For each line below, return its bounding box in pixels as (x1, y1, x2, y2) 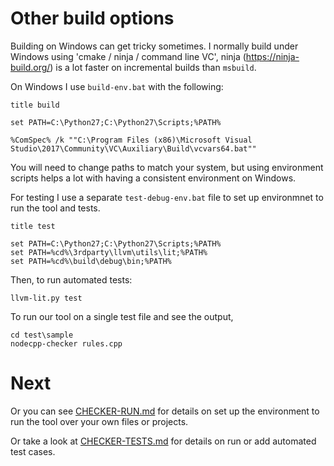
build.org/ (10, 61, 51, 73)
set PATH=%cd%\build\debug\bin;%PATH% (10, 256, 172, 266)
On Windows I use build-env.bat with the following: (10, 80, 224, 92)
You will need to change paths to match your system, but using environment (10, 161, 324, 173)
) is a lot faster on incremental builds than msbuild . (49, 61, 257, 73)
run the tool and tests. (10, 202, 101, 214)
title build (10, 100, 60, 110)
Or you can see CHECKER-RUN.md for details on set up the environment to (10, 405, 320, 417)
